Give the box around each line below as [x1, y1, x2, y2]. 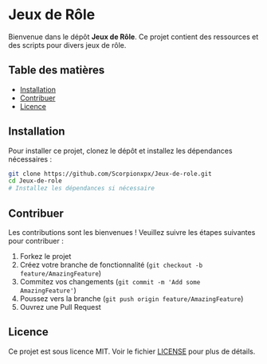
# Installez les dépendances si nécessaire [8, 185, 155, 193]
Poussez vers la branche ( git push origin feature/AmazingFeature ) [19, 294, 244, 303]
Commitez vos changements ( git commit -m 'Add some [19, 277, 201, 286]
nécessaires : [8, 154, 53, 164]
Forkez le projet [19, 252, 72, 260]
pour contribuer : [8, 237, 64, 245]
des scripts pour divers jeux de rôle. [8, 40, 127, 49]
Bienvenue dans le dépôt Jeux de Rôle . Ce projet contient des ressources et [8, 32, 259, 41]
